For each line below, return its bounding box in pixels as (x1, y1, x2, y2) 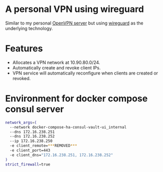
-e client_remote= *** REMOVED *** (10, 143, 78, 148)
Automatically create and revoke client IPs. (12, 64, 101, 70)
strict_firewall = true (5, 161, 51, 167)
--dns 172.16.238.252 (10, 134, 55, 139)
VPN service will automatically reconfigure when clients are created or (12, 70, 158, 76)
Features (5, 43, 43, 54)
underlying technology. (5, 25, 53, 31)
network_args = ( (5, 120, 37, 125)
